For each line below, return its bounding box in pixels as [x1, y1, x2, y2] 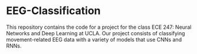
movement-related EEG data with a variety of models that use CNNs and [6, 36, 182, 43]
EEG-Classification [6, 4, 101, 18]
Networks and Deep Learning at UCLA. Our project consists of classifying [6, 29, 185, 36]
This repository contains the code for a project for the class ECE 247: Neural [6, 23, 192, 31]
